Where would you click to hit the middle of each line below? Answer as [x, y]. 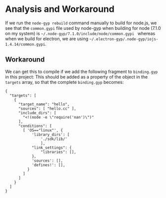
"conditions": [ [35, 126]
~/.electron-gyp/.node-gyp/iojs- [124, 39]
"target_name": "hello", [44, 104]
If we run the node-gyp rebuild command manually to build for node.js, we [81, 23]
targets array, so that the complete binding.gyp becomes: [64, 82]
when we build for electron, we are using [47, 39]
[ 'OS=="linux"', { [43, 130]
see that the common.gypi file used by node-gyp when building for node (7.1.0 [83, 28]
